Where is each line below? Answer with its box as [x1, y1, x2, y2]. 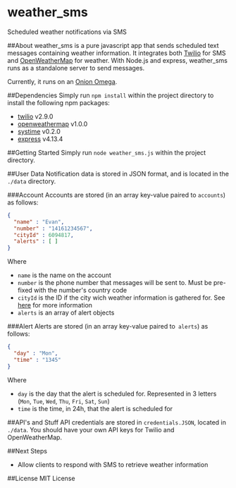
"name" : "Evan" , [13, 218, 65, 226]
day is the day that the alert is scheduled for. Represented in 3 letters [17, 389, 217, 398]
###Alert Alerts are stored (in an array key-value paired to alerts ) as [7, 322, 209, 331]
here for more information [17, 301, 93, 310]
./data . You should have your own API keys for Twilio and [7, 425, 175, 434]
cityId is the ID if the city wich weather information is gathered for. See [17, 293, 225, 302]
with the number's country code [34, 286, 128, 295]
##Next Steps [7, 446, 48, 455]
